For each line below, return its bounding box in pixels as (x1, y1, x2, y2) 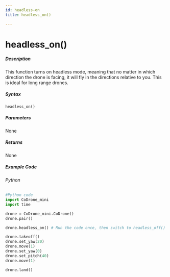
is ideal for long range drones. (5, 80, 69, 86)
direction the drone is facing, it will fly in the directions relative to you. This (5, 74, 162, 80)
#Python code (5, 192, 33, 198)
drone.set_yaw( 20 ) (5, 239, 44, 244)
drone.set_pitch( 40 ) (5, 253, 50, 258)
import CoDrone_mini (5, 197, 50, 203)
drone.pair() (5, 216, 33, 221)
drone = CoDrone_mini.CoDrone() (5, 211, 74, 216)
